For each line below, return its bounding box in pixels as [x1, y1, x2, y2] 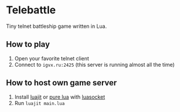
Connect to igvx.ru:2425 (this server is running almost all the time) [14, 61, 175, 68]
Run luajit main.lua [14, 99, 65, 106]
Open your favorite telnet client [14, 55, 89, 62]
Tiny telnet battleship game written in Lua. [6, 23, 107, 30]
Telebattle [6, 3, 57, 17]
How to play [6, 39, 50, 49]
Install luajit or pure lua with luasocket [14, 93, 105, 100]
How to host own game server [6, 78, 117, 88]
